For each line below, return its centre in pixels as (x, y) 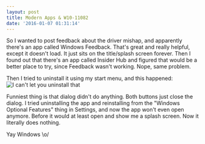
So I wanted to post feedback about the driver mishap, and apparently (94, 41)
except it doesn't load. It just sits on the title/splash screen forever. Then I (99, 54)
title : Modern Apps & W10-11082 (47, 18)
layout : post (23, 12)
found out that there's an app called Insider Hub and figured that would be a (102, 60)
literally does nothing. (34, 123)
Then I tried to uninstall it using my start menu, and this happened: (90, 78)
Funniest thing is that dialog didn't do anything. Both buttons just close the (100, 97)
